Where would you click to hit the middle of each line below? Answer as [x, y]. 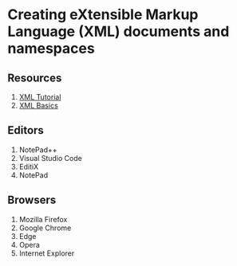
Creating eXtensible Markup [103, 15]
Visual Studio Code [51, 158]
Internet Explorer [47, 253]
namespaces [51, 49]
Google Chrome [45, 228]
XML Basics [39, 106]
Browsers [32, 200]
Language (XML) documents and [118, 31]
